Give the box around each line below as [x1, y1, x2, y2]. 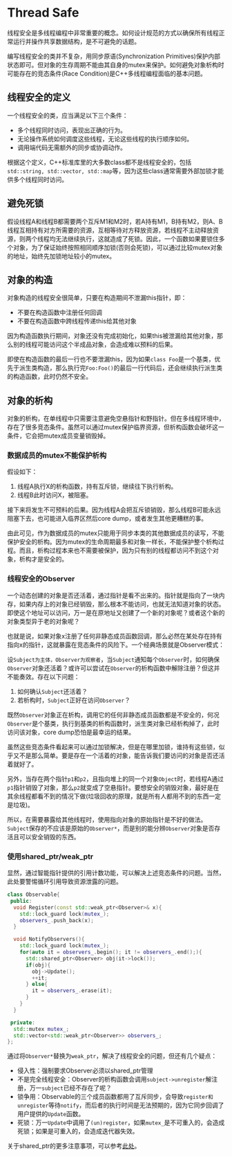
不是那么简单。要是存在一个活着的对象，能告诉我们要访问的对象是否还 [19, 751, 219, 760]
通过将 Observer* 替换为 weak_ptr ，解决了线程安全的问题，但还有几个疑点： [7, 1052, 217, 1060]
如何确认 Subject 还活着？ [17, 687, 88, 695]
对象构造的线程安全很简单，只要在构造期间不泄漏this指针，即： [7, 294, 187, 302]
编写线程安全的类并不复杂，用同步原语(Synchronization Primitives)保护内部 [7, 52, 221, 60]
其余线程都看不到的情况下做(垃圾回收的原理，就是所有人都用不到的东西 [7, 791, 209, 800]
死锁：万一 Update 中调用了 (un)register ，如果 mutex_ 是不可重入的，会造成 [17, 1118, 225, 1127]
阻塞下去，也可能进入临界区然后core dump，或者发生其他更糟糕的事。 [7, 514, 208, 523]
